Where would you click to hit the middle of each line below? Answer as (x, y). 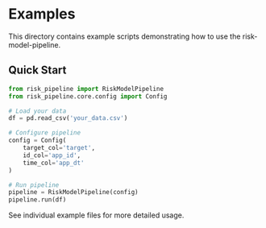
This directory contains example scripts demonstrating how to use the (125, 36)
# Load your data (37, 111)
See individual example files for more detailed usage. (96, 215)
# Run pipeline (34, 185)
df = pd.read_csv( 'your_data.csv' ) (68, 118)
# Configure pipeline (45, 133)
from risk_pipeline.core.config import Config (88, 96)
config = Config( (37, 141)
